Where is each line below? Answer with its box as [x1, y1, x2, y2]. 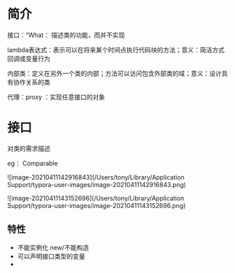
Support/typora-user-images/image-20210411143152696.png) [7, 201, 186, 209]
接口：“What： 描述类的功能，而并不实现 [7, 31, 125, 39]
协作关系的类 [13, 78, 50, 86]
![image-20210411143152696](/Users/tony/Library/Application [7, 193, 185, 202]
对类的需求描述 [7, 144, 50, 152]
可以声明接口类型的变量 [17, 252, 85, 260]
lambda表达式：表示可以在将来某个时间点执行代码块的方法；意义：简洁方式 [7, 45, 225, 54]
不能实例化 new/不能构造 [17, 243, 90, 251]
